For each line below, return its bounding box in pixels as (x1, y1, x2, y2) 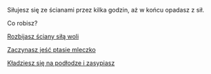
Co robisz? (7, 19, 38, 27)
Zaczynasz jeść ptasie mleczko (7, 46, 97, 53)
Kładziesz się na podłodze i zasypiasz (7, 59, 115, 67)
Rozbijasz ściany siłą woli (7, 32, 79, 40)
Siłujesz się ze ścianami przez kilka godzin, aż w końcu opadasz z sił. (7, 6, 205, 14)
